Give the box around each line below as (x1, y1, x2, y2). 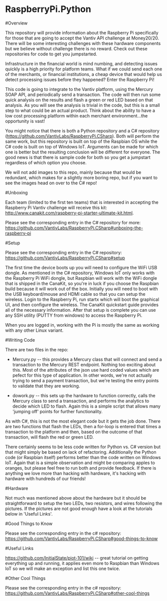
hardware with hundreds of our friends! (5, 476, 86, 482)
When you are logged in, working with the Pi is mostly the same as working (5, 322, 160, 328)
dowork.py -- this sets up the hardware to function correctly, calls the (12, 392, 156, 398)
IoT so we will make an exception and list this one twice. (5, 566, 121, 572)
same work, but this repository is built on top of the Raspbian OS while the (5, 138, 158, 144)
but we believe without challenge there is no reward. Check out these (5, 45, 148, 51)
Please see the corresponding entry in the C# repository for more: (5, 219, 141, 225)
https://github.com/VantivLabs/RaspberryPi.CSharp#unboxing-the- (5, 225, 144, 231)
